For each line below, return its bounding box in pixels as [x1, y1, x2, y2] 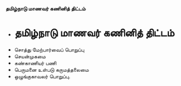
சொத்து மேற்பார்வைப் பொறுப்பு [14, 46, 84, 53]
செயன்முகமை [14, 53, 46, 60]
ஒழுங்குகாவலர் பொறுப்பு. [14, 72, 71, 79]
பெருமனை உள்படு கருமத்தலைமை [14, 66, 89, 73]
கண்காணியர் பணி [14, 59, 57, 66]
